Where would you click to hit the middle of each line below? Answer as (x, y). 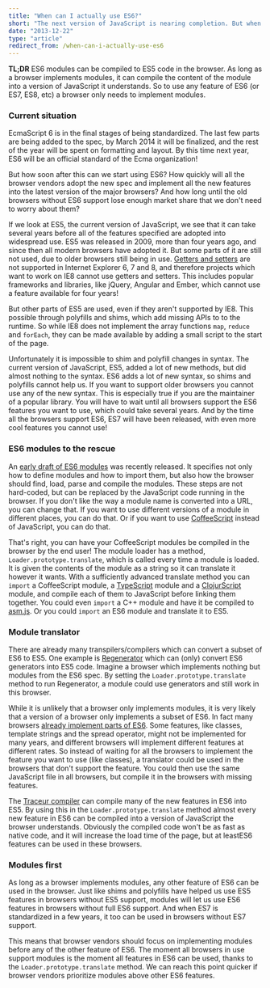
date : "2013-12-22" (41, 31)
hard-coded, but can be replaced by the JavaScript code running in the (127, 492)
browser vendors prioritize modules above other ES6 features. (112, 976)
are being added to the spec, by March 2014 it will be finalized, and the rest (133, 141)
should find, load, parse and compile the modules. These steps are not (126, 483)
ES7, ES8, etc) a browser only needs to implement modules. (107, 95)
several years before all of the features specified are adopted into (117, 233)
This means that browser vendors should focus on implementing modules (131, 941)
